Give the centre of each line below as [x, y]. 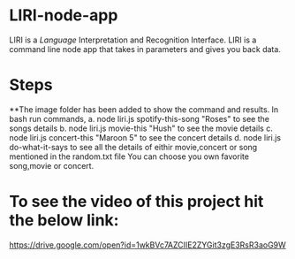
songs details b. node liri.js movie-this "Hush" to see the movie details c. [141, 128]
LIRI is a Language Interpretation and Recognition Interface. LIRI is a [133, 40]
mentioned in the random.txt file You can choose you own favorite [129, 156]
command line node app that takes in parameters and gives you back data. [145, 49]
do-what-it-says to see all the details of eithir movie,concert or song [133, 147]
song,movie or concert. [52, 165]
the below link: [64, 221]
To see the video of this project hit [136, 202]
